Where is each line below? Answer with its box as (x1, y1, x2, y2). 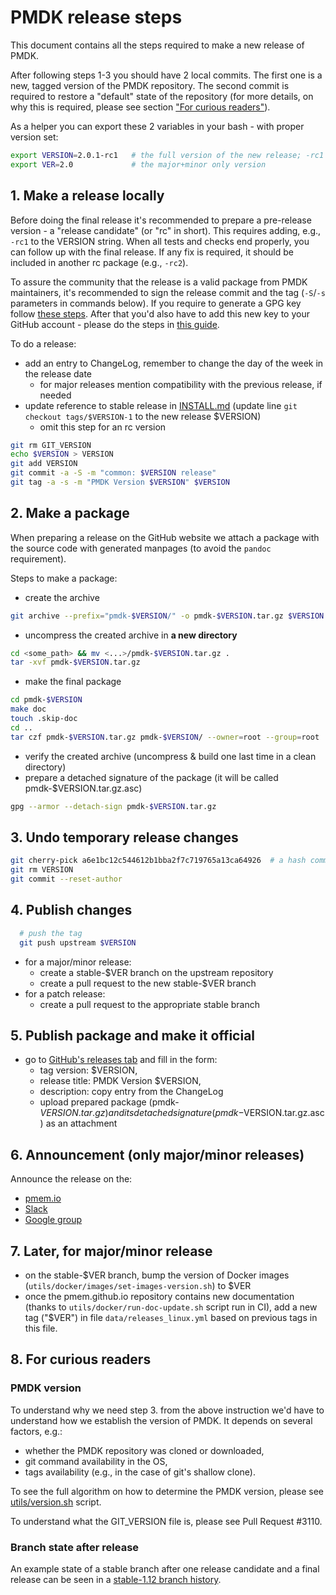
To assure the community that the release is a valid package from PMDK (10, 276, 308, 288)
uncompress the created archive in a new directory (24, 629, 238, 641)
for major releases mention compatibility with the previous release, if (39, 378, 323, 390)
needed (39, 389, 72, 401)
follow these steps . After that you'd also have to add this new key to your (10, 307, 310, 320)
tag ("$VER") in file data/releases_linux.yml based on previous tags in (24, 1312, 318, 1323)
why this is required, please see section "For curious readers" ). (10, 101, 271, 113)
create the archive (24, 591, 100, 603)
